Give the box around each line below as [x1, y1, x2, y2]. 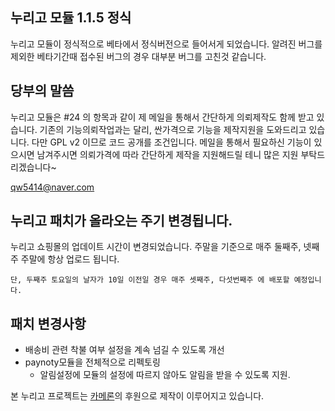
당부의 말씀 [10, 83, 75, 100]
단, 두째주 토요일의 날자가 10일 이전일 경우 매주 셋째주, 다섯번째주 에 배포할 [10, 275, 290, 285]
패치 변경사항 [10, 315, 87, 332]
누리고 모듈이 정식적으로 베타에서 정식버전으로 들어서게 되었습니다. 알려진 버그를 [10, 38, 323, 50]
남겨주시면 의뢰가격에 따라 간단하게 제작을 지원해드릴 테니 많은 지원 [36, 148, 299, 160]
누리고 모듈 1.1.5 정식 [10, 9, 132, 27]
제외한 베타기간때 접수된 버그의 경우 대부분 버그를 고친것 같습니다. [10, 50, 267, 62]
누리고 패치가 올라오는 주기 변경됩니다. [10, 213, 233, 230]
